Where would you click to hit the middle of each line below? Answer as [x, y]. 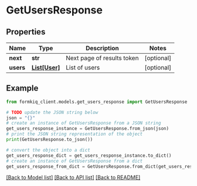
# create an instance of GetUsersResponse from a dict [74, 161]
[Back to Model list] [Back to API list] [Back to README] [73, 178]
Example [22, 88]
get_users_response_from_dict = [45, 166]
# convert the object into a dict [48, 150]
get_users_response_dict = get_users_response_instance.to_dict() [89, 156]
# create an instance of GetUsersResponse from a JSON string [84, 123]
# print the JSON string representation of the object [74, 134]
